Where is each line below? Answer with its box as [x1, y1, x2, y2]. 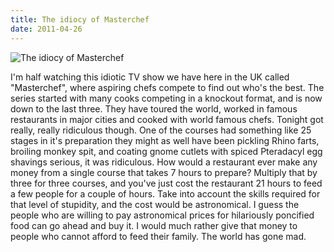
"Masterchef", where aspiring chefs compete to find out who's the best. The [10, 81, 325, 93]
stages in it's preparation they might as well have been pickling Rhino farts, [10, 134, 320, 146]
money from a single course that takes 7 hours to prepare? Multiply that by [10, 166, 318, 178]
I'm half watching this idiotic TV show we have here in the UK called [10, 71, 290, 83]
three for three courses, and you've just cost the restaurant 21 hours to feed [10, 177, 323, 189]
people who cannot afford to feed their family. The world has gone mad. [10, 230, 307, 242]
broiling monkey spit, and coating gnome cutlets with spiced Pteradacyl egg [10, 145, 323, 157]
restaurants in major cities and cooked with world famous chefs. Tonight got [10, 113, 324, 125]
